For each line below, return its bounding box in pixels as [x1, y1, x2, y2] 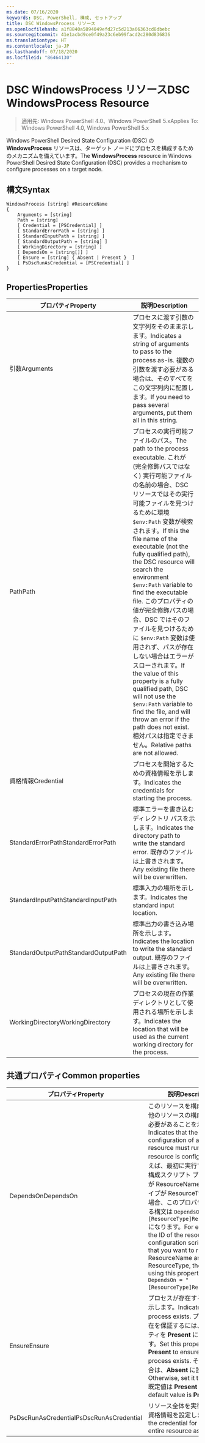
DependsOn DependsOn [9, 1191, 78, 1200]
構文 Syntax [6, 184, 50, 195]
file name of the [132, 535, 178, 543]
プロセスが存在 [148, 1294, 191, 1302]
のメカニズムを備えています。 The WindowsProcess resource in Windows [6, 152, 192, 159]
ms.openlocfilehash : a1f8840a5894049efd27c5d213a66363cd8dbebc [6, 26, 171, 32]
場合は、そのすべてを [132, 375, 193, 383]
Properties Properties [6, 282, 88, 293]
